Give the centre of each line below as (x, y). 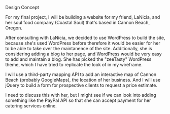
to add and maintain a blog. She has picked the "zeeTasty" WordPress (78, 59)
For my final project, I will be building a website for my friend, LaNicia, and (83, 17)
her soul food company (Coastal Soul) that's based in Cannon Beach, (78, 23)
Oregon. (14, 28)
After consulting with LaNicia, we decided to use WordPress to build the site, (85, 38)
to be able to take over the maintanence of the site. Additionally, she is (79, 48)
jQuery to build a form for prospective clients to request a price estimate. (81, 85)
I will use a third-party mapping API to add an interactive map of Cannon (81, 74)
